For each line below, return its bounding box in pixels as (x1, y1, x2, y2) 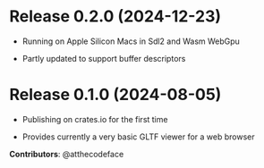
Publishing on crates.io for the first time (21, 113, 168, 124)
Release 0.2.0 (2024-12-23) (9, 6, 222, 27)
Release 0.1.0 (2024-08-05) (9, 85, 222, 105)
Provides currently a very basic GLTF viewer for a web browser (21, 131, 255, 142)
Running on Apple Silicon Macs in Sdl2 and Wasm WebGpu (21, 36, 240, 46)
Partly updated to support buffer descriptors (21, 53, 186, 63)
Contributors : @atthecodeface (9, 148, 124, 159)
